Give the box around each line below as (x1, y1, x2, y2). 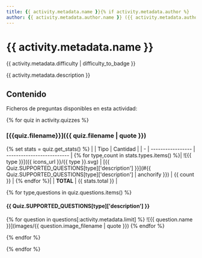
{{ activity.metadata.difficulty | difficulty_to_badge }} (6, 60, 136, 67)
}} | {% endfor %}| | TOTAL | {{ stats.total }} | (6, 177, 118, 184)
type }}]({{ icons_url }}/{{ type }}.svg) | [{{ (6, 158, 110, 165)
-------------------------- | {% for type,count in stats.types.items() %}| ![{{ (6, 151, 192, 159)
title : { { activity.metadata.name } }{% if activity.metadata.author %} (6, 8, 189, 15)
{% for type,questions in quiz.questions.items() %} (6, 188, 132, 196)
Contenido (6, 89, 47, 99)
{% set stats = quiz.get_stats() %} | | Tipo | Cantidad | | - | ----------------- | (6, 145, 195, 152)
